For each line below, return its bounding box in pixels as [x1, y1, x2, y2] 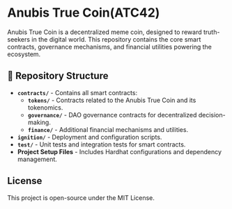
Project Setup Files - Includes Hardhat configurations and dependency [17, 147, 222, 156]
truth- [203, 28, 220, 36]
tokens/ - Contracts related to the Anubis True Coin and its [27, 96, 196, 104]
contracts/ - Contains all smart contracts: [17, 88, 138, 97]
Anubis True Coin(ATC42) [7, 5, 160, 21]
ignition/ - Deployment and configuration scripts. [17, 133, 162, 141]
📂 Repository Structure [7, 70, 109, 82]
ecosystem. [7, 50, 41, 58]
